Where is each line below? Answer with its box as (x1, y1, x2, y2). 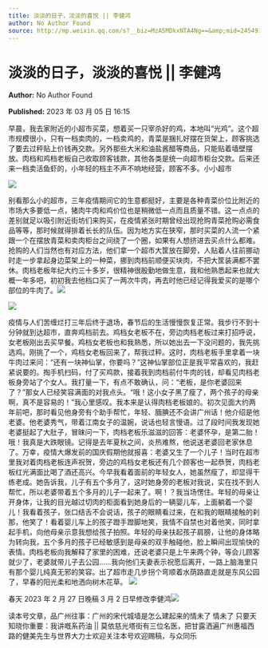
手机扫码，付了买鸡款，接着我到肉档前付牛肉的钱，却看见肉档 (49, 368, 253, 377)
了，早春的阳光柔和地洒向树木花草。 (8, 577, 128, 587)
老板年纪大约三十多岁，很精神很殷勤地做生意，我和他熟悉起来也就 (35, 265, 253, 276)
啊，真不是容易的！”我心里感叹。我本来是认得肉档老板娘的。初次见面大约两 (8, 397, 257, 407)
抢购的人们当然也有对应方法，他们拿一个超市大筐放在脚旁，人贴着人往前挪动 (8, 245, 260, 256)
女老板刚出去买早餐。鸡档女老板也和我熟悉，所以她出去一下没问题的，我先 (8, 337, 253, 348)
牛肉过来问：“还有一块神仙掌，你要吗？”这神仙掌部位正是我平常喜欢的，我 (8, 357, 253, 368)
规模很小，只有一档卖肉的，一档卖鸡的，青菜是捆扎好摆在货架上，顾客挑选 (14, 133, 260, 144)
